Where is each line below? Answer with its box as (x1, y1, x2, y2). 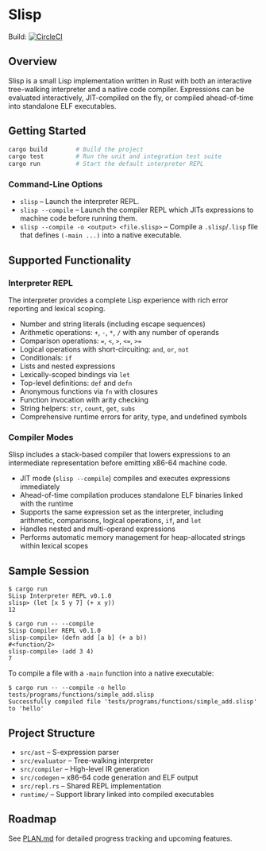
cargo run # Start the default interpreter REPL (8, 160, 204, 168)
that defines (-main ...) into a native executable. (19, 230, 183, 240)
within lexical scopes (19, 541, 89, 551)
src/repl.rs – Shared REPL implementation (19, 781, 162, 791)
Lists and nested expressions (19, 361, 116, 371)
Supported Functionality (8, 253, 132, 267)
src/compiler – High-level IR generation (19, 764, 149, 774)
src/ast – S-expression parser (19, 748, 119, 757)
